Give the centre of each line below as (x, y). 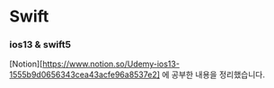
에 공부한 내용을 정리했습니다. (213, 75)
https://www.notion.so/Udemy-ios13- (110, 64)
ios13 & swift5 (40, 45)
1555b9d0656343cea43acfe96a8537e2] (84, 75)
